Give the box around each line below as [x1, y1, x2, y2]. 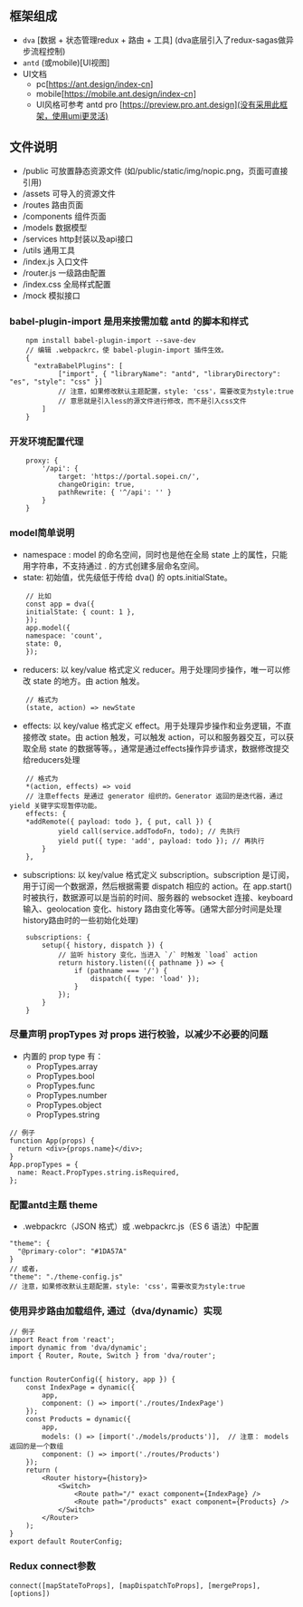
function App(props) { [9, 1136, 95, 1145]
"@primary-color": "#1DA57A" [17, 1247, 128, 1256]
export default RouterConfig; [9, 1537, 124, 1546]
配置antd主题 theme [9, 1198, 98, 1211]
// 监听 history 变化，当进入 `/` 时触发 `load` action [57, 950, 258, 959]
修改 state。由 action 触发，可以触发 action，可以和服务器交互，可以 [30, 731, 287, 742]
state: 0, [25, 638, 63, 648]
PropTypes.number [35, 1089, 108, 1100]
